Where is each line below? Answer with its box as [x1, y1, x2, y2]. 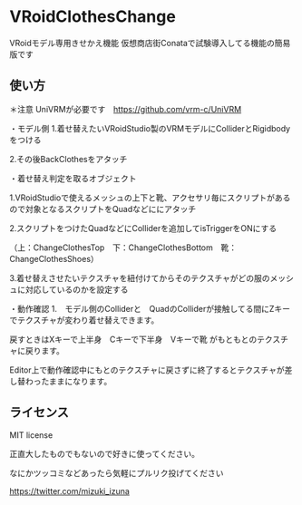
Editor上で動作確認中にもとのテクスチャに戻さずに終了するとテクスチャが [9, 364, 285, 375]
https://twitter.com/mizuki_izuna [9, 485, 130, 496]
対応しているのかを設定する [24, 284, 129, 295]
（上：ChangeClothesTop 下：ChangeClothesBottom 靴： [9, 242, 238, 253]
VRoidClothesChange [9, 6, 177, 27]
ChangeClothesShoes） [9, 253, 100, 264]
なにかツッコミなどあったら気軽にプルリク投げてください [9, 467, 224, 478]
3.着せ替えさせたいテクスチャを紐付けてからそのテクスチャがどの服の [9, 272, 270, 283]
